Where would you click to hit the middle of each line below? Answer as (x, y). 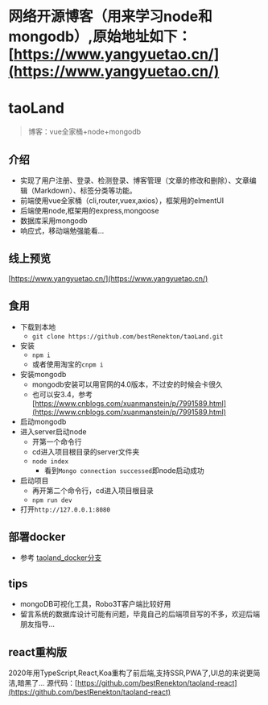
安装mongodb (43, 374)
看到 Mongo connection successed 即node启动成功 (124, 470)
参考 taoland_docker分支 (61, 558)
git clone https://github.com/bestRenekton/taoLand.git (128, 336)
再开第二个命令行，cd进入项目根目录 (93, 490)
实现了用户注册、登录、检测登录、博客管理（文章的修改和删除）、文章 (134, 180)
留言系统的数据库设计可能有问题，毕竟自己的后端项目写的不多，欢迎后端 (140, 614)
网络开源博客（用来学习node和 (110, 17)
